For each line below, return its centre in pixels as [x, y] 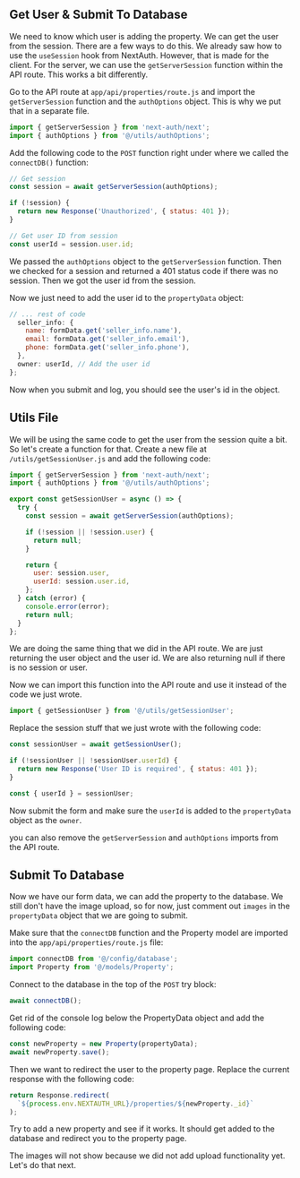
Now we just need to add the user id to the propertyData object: [127, 297]
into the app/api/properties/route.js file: [86, 942]
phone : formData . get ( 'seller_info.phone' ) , [108, 348]
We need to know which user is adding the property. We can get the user [144, 36]
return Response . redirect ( [60, 1095]
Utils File [34, 418]
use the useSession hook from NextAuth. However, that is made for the [139, 55]
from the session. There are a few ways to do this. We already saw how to [146, 46]
